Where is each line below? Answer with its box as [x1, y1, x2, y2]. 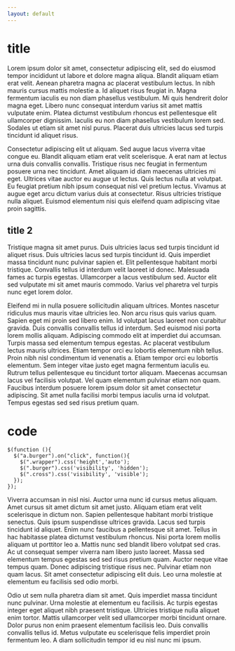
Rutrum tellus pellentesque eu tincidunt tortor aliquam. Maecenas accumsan [7, 369, 228, 377]
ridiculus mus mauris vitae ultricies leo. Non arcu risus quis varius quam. [7, 309, 217, 317]
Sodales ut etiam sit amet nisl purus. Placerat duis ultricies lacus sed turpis [7, 124, 224, 132]
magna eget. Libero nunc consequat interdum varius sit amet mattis [7, 101, 203, 110]
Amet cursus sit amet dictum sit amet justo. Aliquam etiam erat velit [7, 503, 202, 511]
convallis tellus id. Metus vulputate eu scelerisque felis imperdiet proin [7, 629, 210, 637]
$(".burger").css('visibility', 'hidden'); [20, 465, 149, 472]
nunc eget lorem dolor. [7, 288, 73, 296]
